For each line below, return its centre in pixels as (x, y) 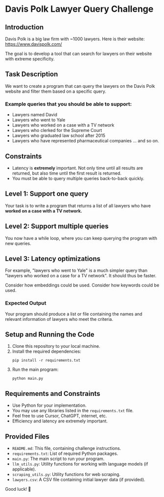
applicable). (24, 469)
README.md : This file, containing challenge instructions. (67, 448)
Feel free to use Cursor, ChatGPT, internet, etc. (59, 416)
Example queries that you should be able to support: (69, 104)
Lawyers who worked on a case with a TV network (63, 125)
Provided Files (27, 436)
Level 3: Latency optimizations (53, 259)
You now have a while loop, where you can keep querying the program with (81, 238)
